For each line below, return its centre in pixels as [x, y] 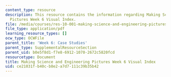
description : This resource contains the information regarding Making [83, 15]
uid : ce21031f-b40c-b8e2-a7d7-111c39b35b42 [52, 66]
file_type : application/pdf [35, 29]
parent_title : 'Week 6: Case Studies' [46, 43]
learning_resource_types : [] [36, 33]
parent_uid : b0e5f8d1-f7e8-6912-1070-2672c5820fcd [60, 52]
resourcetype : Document [31, 57]
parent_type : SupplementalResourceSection [51, 48]
